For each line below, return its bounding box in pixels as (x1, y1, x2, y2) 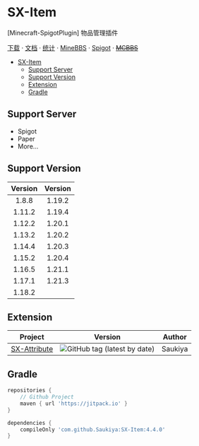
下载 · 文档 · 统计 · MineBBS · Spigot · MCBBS (7, 43, 139, 52)
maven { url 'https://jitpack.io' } (20, 400, 128, 407)
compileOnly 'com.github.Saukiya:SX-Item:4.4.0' (20, 426, 166, 433)
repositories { (7, 387, 52, 394)
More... (17, 142, 39, 151)
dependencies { (7, 419, 52, 426)
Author (162, 332, 187, 342)
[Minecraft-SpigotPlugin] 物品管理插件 (7, 28, 119, 37)
